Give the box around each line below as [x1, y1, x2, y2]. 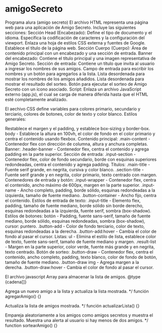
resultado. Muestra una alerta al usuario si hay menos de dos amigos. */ [5, 317, 148, 323]
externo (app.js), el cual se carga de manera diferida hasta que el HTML [5, 91, 148, 97]
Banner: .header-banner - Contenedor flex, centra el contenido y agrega [5, 146, 149, 152]
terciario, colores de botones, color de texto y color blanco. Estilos [5, 111, 137, 117]
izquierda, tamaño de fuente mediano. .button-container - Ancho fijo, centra [5, 192, 157, 198]
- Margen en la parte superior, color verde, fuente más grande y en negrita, [5, 243, 155, 250]
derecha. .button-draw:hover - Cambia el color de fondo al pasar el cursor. [5, 264, 154, 270]
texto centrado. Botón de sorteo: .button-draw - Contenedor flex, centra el [5, 249, 153, 255]
